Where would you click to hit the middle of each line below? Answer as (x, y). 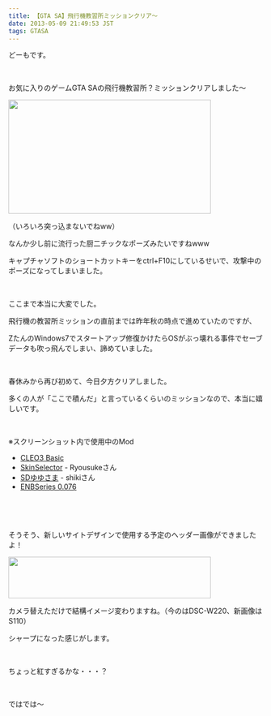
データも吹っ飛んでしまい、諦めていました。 (83, 349)
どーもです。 (30, 55)
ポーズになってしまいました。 (58, 271)
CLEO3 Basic (42, 458)
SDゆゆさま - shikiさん (57, 478)
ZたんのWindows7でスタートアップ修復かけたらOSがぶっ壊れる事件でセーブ (135, 338)
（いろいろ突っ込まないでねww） (64, 226)
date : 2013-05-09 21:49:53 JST (61, 24)
